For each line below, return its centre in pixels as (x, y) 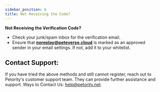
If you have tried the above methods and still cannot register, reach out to (78, 74)
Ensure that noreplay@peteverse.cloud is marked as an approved (79, 42)
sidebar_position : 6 (26, 9)
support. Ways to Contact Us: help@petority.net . (54, 85)
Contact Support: (32, 63)
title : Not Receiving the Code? (38, 14)
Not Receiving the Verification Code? (43, 28)
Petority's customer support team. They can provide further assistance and (80, 79)
